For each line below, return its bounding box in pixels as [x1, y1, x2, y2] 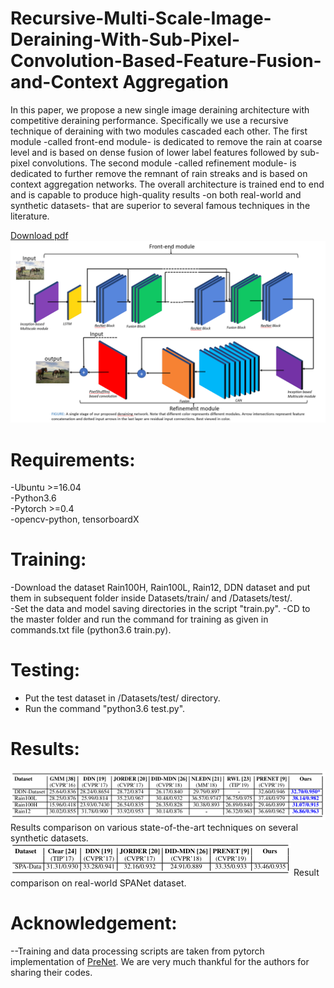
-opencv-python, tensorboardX [10, 513, 140, 526]
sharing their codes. [10, 966, 93, 978]
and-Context [10, 71, 119, 94]
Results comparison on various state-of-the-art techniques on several [10, 821, 299, 833]
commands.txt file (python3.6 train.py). [10, 624, 172, 636]
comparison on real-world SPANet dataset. [10, 877, 187, 889]
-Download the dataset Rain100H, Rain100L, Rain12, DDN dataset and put [10, 582, 311, 594]
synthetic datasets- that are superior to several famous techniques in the [10, 199, 311, 211]
